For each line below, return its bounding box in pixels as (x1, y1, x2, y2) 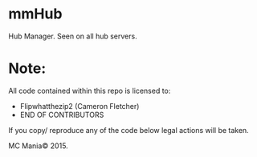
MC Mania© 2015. (8, 141, 68, 151)
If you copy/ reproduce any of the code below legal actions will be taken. (8, 125, 249, 135)
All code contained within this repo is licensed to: (8, 86, 171, 95)
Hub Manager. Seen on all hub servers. (8, 31, 138, 41)
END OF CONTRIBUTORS (19, 110, 104, 119)
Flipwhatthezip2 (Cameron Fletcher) (19, 101, 140, 111)
